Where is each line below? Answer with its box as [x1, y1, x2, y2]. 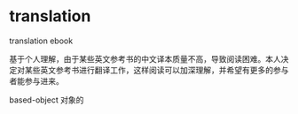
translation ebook [9, 35, 74, 46]
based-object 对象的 [9, 95, 84, 105]
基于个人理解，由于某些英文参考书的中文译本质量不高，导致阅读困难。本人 [9, 53, 281, 64]
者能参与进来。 [9, 75, 64, 86]
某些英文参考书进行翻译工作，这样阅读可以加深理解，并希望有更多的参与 [24, 65, 289, 75]
